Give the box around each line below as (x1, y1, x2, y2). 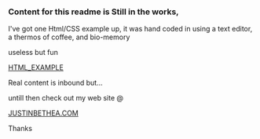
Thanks (8, 124, 33, 134)
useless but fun (8, 48, 59, 57)
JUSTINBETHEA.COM (8, 108, 79, 118)
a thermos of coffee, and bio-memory (8, 32, 130, 42)
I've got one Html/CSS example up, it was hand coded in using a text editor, (8, 24, 253, 34)
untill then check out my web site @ (8, 93, 124, 103)
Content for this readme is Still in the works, (8, 6, 179, 17)
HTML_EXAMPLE (8, 63, 64, 72)
